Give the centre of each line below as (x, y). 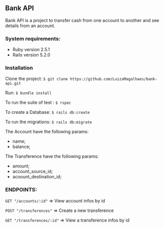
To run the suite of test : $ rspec (38, 103)
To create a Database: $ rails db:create (47, 112)
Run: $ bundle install (28, 93)
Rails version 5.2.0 (31, 55)
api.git (13, 84)
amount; (21, 166)
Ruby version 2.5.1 (31, 50)
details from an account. (30, 26)
